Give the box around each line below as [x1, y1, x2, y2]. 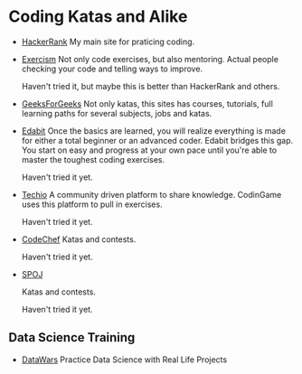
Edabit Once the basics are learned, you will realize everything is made [21, 125, 287, 136]
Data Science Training [8, 330, 136, 345]
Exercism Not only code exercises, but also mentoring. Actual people [21, 53, 279, 64]
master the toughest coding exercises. [21, 154, 165, 164]
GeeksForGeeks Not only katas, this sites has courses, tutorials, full [21, 98, 273, 109]
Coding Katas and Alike [8, 6, 188, 27]
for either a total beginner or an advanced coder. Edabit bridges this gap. [21, 135, 294, 145]
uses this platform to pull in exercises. [21, 199, 164, 210]
